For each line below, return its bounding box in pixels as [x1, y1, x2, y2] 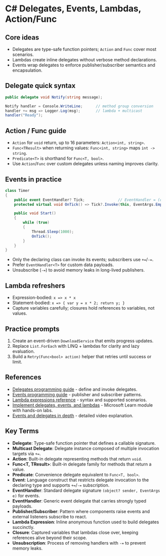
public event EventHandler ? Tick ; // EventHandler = [14, 197, 156, 202]
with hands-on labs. [12, 407, 53, 413]
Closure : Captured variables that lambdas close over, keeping [12, 529, 138, 535]
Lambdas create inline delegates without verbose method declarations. [12, 57, 157, 62]
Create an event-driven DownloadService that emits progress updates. [12, 337, 154, 344]
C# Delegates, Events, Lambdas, [5, 3, 141, 14]
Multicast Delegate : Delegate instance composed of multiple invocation [12, 445, 160, 451]
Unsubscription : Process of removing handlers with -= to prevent [12, 540, 146, 546]
